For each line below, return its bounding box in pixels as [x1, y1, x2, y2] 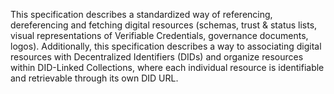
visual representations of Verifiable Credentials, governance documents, [10, 30, 309, 41]
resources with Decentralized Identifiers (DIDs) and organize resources [10, 51, 304, 63]
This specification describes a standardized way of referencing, [10, 9, 273, 20]
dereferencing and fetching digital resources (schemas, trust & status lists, [10, 19, 318, 31]
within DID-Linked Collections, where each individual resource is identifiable [10, 62, 325, 73]
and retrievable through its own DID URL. [10, 72, 179, 84]
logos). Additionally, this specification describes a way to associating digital [10, 40, 322, 52]
